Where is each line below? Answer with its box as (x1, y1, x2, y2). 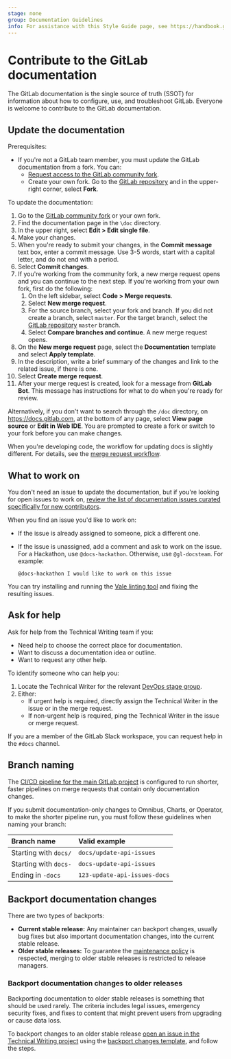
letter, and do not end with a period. (17, 255, 119, 264)
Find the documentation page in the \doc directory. (17, 219, 162, 227)
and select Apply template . (17, 350, 96, 358)
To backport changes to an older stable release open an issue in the (8, 1029, 200, 1038)
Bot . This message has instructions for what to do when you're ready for (17, 387, 223, 395)
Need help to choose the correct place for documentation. (17, 641, 182, 649)
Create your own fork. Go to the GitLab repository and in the (27, 178, 198, 186)
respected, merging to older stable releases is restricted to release (17, 954, 206, 962)
